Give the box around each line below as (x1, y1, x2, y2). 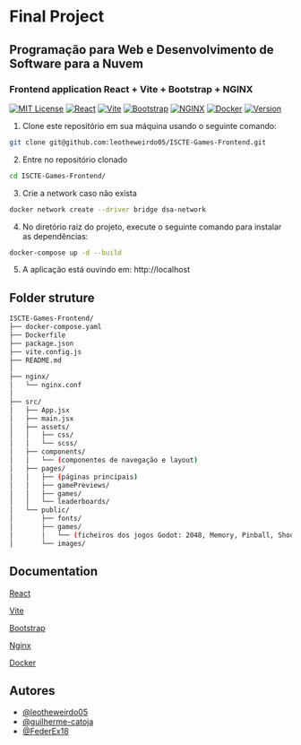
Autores (9, 683, 56, 698)
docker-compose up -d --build (9, 248, 123, 257)
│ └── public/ (9, 506, 70, 515)
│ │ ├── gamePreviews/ (9, 481, 110, 489)
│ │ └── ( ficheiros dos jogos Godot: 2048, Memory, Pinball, (9, 531, 275, 540)
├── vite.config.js (9, 347, 82, 356)
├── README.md (9, 356, 63, 365)
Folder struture (9, 290, 95, 306)
